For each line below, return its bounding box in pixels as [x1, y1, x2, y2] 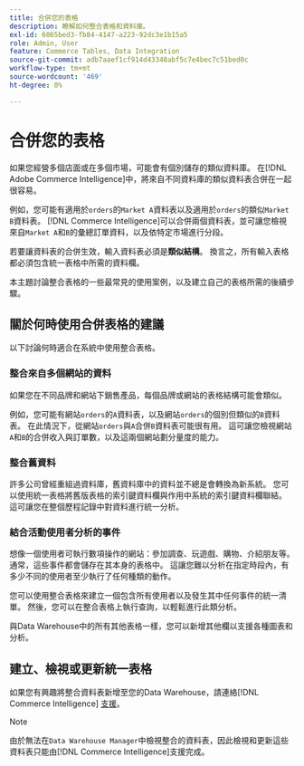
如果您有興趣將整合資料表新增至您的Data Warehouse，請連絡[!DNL [9, 687, 260, 698]
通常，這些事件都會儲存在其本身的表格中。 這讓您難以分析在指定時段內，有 [9, 560, 290, 570]
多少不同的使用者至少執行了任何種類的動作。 [9, 571, 176, 582]
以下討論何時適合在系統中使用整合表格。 [9, 342, 160, 353]
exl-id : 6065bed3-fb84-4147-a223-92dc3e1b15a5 [9, 30, 188, 39]
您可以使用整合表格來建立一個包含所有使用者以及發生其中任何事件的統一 [9, 590, 279, 601]
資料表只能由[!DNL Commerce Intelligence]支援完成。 [9, 746, 210, 757]
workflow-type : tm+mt [9, 64, 91, 73]
